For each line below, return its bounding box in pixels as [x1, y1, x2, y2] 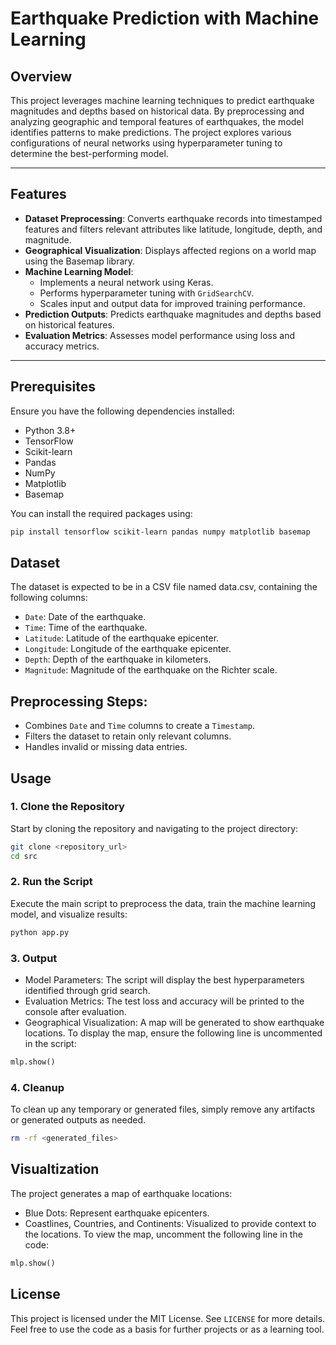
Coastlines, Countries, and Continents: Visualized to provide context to [24, 1217, 317, 1229]
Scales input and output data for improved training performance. [39, 297, 306, 309]
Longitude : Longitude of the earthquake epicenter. [24, 643, 232, 655]
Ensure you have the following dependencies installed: [10, 405, 235, 417]
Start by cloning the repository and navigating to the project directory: [10, 822, 299, 834]
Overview [10, 68, 73, 85]
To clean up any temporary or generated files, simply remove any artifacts [10, 1103, 316, 1116]
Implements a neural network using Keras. [39, 276, 214, 288]
